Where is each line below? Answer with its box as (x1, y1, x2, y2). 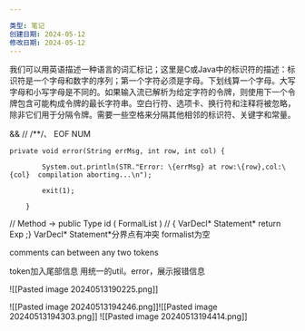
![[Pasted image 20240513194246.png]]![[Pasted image (9, 301, 218, 313)
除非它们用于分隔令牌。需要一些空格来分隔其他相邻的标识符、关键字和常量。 (9, 110, 296, 121)
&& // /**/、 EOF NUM (9, 129, 91, 140)
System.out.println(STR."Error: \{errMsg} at (42, 162, 218, 172)
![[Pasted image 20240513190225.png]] (9, 284, 159, 295)
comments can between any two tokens (9, 247, 159, 258)
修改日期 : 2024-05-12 (9, 38, 86, 47)
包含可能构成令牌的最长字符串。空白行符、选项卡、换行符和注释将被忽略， (16, 98, 296, 109)
